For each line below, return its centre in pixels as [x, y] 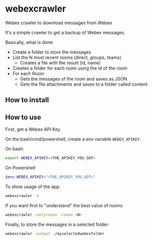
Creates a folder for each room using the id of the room [70, 68]
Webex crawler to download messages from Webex [59, 23]
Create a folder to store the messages [52, 52]
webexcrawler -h [22, 196]
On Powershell [20, 168]
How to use [23, 117]
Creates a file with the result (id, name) [60, 63]
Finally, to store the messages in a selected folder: [57, 224]
